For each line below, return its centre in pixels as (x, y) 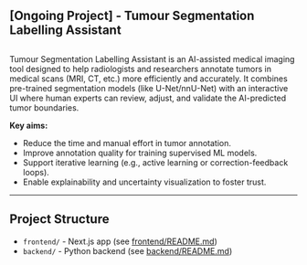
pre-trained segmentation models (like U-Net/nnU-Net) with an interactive (149, 88)
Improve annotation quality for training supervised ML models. (140, 153)
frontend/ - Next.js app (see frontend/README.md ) (120, 241)
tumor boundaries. (44, 107)
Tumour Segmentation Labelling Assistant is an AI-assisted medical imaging (152, 58)
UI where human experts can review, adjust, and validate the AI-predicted (148, 98)
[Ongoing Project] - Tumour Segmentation (132, 16)
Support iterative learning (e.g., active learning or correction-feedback (155, 162)
